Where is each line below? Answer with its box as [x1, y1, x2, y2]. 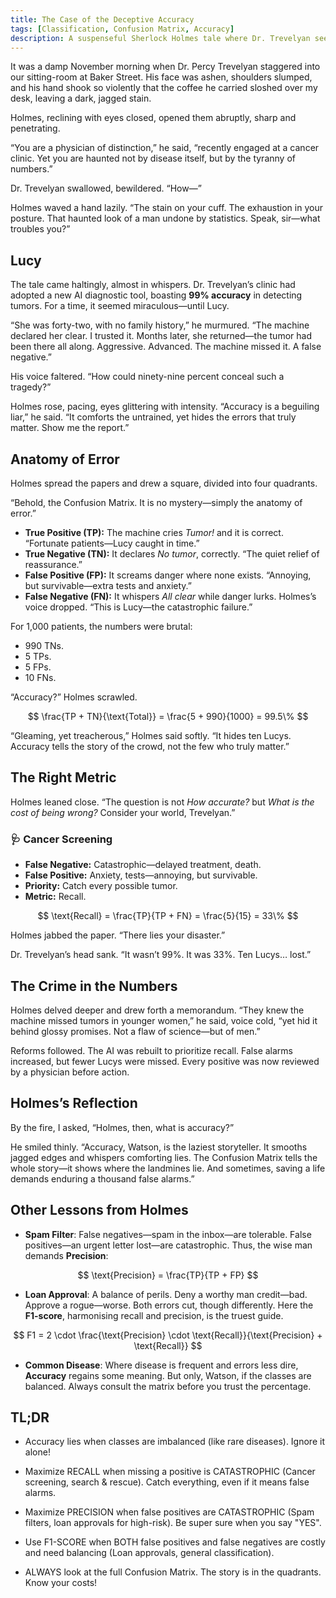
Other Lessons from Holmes [10, 1202, 189, 1219]
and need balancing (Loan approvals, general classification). [24, 1547, 275, 1559]
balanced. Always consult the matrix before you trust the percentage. [24, 1380, 312, 1392]
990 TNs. [24, 640, 64, 651]
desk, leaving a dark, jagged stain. [10, 92, 152, 105]
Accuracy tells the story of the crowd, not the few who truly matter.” [10, 741, 290, 752]
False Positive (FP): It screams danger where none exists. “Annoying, [24, 569, 312, 581]
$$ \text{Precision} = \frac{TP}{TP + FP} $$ [77, 1269, 259, 1281]
